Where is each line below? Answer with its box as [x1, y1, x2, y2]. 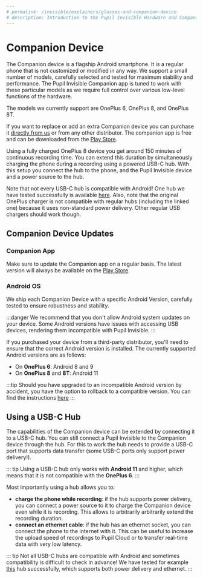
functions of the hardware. [6, 93, 72, 100]
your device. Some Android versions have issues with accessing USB [6, 320, 179, 328]
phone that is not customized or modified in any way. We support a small [6, 67, 187, 75]
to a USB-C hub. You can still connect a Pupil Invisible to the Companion [6, 434, 186, 442]
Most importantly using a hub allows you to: [6, 483, 115, 491]
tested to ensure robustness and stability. [6, 302, 109, 309]
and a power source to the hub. [6, 173, 85, 181]
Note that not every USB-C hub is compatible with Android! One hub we [6, 185, 185, 192]
